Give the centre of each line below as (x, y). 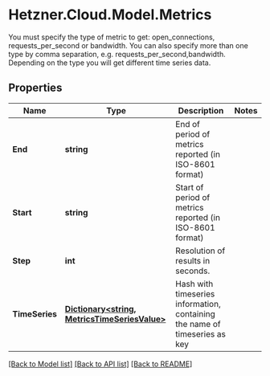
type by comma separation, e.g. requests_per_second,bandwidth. (117, 54)
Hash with (194, 284)
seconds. (193, 271)
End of (188, 124)
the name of (198, 324)
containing (195, 313)
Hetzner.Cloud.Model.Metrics (110, 15)
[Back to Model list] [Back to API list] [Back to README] (100, 364)
